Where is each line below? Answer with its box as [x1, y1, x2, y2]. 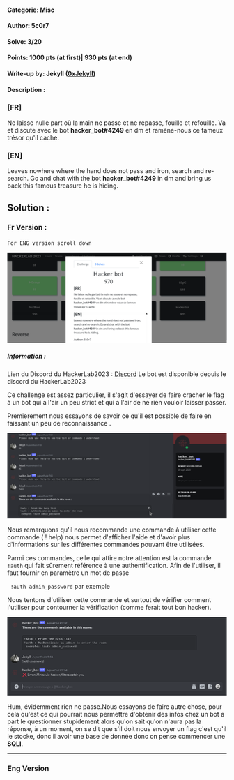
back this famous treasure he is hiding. [7, 181, 119, 190]
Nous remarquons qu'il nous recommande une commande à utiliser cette [7, 525, 217, 534]
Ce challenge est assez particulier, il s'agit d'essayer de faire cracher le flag [7, 391, 225, 399]
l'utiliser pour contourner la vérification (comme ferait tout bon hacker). [7, 603, 212, 611]
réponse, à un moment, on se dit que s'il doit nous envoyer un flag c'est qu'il [7, 724, 227, 733]
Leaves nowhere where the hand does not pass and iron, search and [7, 167, 204, 175]
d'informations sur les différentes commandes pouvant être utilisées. [7, 540, 205, 548]
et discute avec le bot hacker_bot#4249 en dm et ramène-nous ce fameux [7, 126, 224, 134]
